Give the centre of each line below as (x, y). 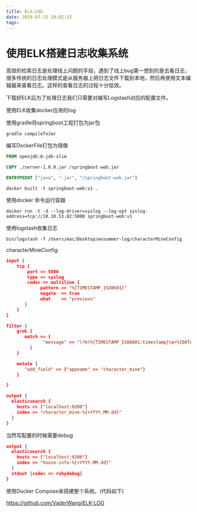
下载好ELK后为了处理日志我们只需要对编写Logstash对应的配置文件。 (89, 98)
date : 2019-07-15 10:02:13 (39, 17)
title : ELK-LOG (25, 11)
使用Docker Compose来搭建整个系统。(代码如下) (65, 491)
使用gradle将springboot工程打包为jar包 (53, 123)
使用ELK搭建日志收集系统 (67, 53)
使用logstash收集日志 (32, 228)
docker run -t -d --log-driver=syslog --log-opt (67, 211)
